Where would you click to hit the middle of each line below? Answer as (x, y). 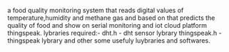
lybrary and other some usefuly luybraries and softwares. (126, 41)
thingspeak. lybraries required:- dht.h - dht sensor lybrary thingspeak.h (112, 33)
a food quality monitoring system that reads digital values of (96, 10)
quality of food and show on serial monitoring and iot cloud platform (107, 25)
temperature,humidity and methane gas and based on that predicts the (111, 18)
